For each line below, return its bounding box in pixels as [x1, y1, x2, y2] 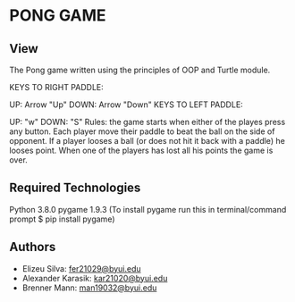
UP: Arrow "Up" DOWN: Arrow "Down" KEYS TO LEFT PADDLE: [9, 99, 243, 110]
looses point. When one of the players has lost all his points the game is [9, 145, 274, 155]
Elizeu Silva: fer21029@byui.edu [21, 263, 141, 273]
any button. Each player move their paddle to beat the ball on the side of [9, 126, 275, 137]
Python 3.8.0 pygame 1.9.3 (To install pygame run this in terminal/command [9, 204, 287, 214]
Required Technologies [9, 180, 141, 196]
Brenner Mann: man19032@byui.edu [21, 282, 157, 293]
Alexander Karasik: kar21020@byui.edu [21, 273, 168, 283]
